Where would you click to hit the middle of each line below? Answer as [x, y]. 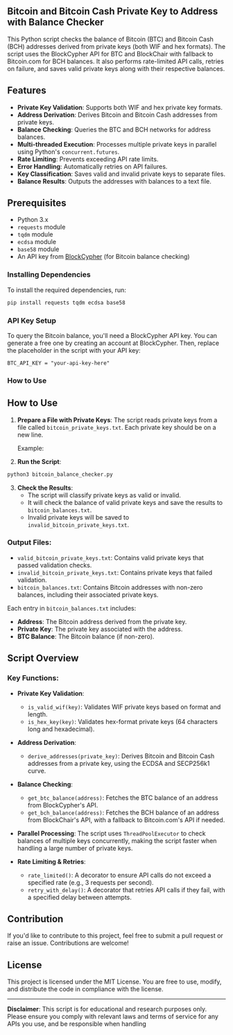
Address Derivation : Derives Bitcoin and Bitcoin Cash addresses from [117, 115]
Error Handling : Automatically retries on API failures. [92, 166]
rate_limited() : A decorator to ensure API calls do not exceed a [119, 875]
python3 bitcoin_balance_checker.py [60, 474]
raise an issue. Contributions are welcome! [68, 943]
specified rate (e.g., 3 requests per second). [90, 882]
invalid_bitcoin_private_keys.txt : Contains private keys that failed [115, 572]
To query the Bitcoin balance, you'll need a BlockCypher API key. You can [112, 335]
